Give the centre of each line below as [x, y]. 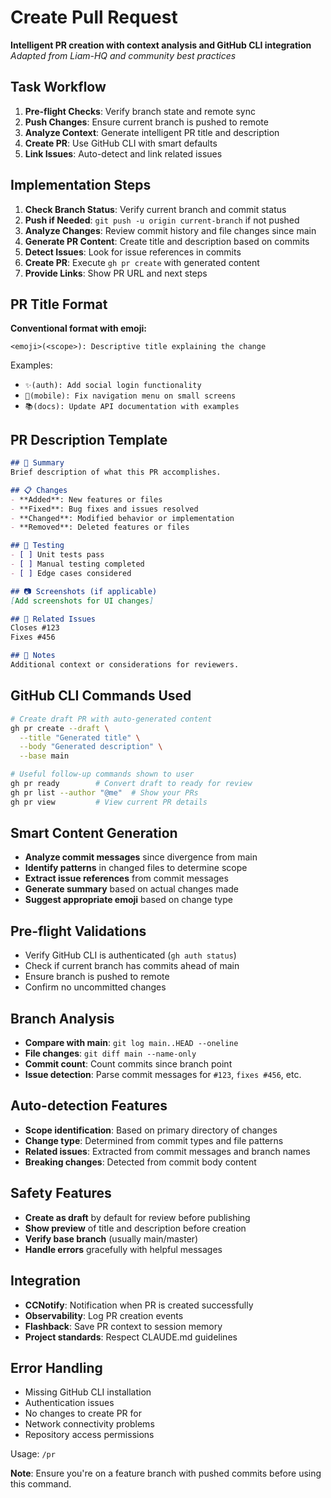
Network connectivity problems [89, 1424]
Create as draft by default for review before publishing [137, 1217]
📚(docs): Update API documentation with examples [132, 407]
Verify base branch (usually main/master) [111, 1238]
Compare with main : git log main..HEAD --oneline [131, 1043]
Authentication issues [69, 1403]
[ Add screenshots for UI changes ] [82, 601]
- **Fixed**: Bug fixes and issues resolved [104, 509]
